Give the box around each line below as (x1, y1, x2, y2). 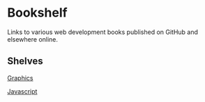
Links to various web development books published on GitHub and (7, 28, 199, 36)
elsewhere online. (7, 35, 58, 43)
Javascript (7, 87, 38, 95)
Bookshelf (7, 5, 68, 21)
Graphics (7, 74, 33, 82)
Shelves (7, 56, 43, 67)
